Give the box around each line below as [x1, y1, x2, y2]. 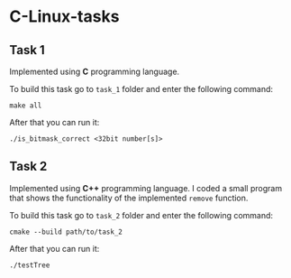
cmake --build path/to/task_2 [9, 227, 123, 236]
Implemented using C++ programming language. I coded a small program [9, 182, 282, 193]
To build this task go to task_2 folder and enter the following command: [9, 209, 273, 220]
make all [9, 101, 42, 110]
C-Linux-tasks [9, 6, 120, 27]
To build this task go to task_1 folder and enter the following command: [9, 84, 273, 94]
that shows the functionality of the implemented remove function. [9, 192, 249, 203]
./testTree [9, 260, 50, 270]
